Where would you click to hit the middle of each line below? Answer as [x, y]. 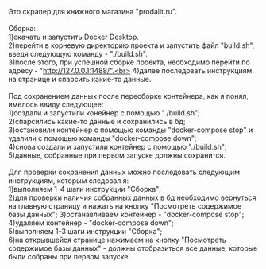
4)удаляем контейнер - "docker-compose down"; [91, 223]
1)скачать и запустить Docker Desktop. [73, 37]
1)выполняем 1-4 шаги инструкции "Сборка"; [85, 189]
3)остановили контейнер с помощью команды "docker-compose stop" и [131, 130]
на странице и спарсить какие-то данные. [80, 79]
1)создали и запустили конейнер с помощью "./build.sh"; [104, 113]
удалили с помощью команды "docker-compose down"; [102, 138]
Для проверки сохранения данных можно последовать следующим [124, 172]
